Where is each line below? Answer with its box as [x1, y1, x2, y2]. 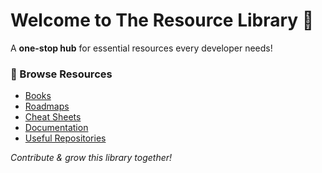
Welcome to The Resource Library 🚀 [10, 9, 315, 32]
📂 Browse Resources [10, 67, 113, 81]
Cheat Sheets [24, 111, 82, 123]
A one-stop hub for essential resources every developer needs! [10, 42, 273, 54]
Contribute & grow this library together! [10, 152, 173, 164]
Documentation [24, 122, 89, 134]
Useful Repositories [24, 132, 107, 144]
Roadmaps [24, 100, 70, 113]
